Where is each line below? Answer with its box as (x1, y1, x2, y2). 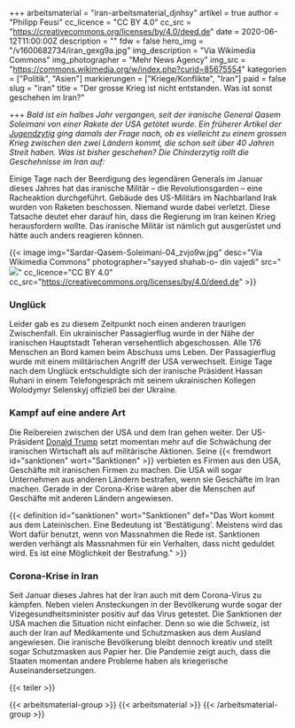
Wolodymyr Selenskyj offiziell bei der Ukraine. (9, 384, 177, 395)
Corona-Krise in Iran (9, 569, 99, 582)
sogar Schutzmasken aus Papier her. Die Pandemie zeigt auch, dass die (9, 646, 271, 656)
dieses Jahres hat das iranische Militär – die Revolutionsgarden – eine (9, 183, 263, 193)
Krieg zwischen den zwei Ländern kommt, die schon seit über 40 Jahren (9, 137, 275, 148)
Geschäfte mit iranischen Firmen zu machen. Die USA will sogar (9, 464, 242, 475)
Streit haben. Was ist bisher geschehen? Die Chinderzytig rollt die (9, 147, 250, 158)
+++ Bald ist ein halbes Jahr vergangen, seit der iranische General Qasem (9, 110, 282, 120)
